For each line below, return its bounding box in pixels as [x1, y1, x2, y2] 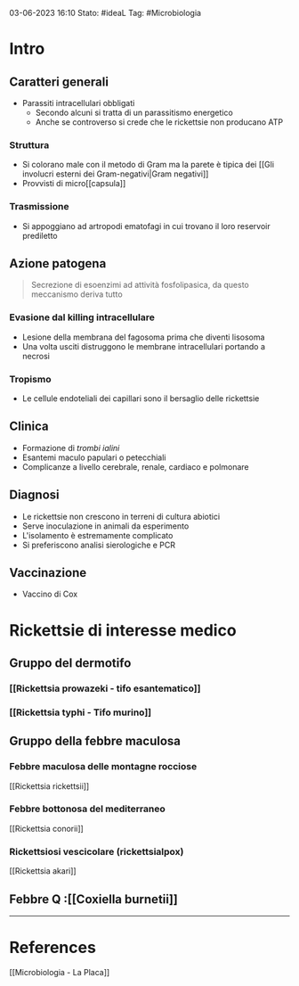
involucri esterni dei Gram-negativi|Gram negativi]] [21, 168, 209, 179]
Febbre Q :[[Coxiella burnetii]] [9, 892, 178, 907]
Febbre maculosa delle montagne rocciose [9, 760, 198, 773]
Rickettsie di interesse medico [9, 620, 238, 640]
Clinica [9, 419, 49, 434]
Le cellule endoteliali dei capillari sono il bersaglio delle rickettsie [21, 393, 260, 404]
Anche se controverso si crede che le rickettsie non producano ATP [35, 117, 284, 127]
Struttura [9, 138, 50, 151]
